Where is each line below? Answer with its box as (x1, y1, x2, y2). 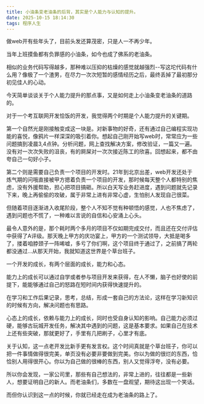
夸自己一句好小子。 (6, 156, 55, 163)
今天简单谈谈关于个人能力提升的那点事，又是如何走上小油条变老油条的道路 (6, 92, 192, 99)
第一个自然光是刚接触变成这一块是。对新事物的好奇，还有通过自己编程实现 (6, 125, 192, 133)
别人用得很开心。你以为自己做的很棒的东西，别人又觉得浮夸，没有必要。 (11, 358, 192, 365)
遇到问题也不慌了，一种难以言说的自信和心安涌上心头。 (6, 212, 144, 219)
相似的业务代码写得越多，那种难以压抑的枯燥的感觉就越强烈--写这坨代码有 (6, 63, 192, 71)
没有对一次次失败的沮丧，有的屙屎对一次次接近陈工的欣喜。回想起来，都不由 (6, 148, 198, 155)
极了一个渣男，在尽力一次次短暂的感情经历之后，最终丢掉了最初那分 (27, 71, 198, 78)
